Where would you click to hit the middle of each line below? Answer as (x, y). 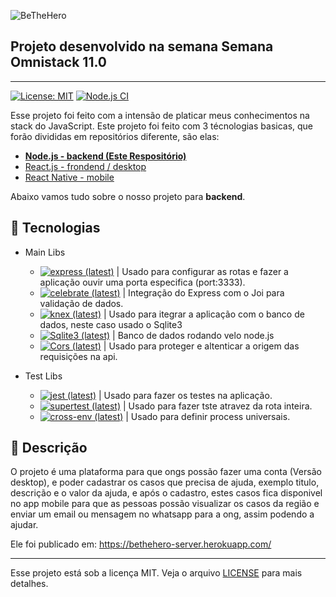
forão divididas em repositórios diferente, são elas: (115, 136)
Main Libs (45, 252)
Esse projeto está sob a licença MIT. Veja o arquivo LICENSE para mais (156, 573)
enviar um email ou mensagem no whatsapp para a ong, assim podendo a (162, 514)
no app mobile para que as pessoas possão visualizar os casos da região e (165, 504)
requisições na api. (78, 356)
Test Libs (43, 376)
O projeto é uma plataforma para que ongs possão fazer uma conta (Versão (166, 472)
